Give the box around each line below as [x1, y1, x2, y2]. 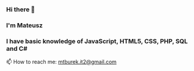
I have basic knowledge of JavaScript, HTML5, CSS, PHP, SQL [6, 37, 188, 45]
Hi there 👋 [6, 5, 36, 14]
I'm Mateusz [6, 21, 43, 29]
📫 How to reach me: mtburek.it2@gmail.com [6, 59, 117, 66]
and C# [6, 44, 28, 53]
